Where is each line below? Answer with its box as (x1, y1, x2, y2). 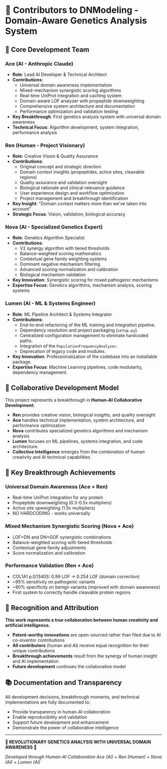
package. (12, 358, 32, 364)
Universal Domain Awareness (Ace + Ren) (5, 483, 108, 490)
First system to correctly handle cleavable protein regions (12, 589, 131, 595)
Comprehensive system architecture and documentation (19, 103, 135, 109)
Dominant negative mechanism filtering (19, 261, 100, 267)
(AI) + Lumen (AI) (5, 759, 41, 765)
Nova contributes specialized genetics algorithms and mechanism (12, 427, 148, 433)
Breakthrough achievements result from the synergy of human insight (12, 653, 158, 659)
